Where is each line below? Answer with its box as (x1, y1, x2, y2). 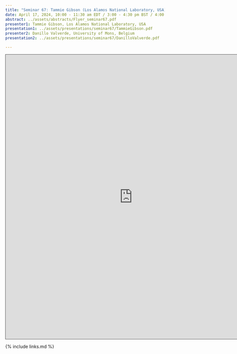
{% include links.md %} (5, 343, 55, 349)
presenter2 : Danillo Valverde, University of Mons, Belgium (5, 31, 135, 36)
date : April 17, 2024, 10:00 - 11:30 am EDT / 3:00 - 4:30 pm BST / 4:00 (5, 12, 165, 17)
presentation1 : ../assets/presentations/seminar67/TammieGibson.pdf (5, 26, 153, 31)
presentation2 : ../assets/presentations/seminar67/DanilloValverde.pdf (5, 36, 160, 41)
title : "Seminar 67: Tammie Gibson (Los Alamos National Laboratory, (5, 7, 155, 13)
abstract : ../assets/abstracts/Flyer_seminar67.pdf (5, 17, 116, 22)
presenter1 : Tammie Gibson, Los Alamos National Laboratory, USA (5, 21, 146, 27)
